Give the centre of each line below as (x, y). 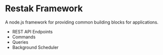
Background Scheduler (35, 47)
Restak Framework (44, 9)
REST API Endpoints (32, 31)
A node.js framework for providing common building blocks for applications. (82, 22)
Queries (20, 42)
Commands (24, 37)
